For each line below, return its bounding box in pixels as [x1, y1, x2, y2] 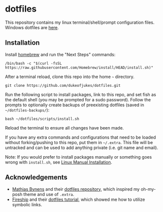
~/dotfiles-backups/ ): [5, 107, 50, 113]
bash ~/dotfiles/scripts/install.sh [5, 116, 79, 121]
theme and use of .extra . [23, 191, 74, 197]
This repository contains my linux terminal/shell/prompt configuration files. [5, 19, 155, 25]
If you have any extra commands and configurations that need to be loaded [5, 134, 156, 140]
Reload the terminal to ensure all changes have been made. [5, 125, 124, 130]
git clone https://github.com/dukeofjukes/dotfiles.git [5, 83, 121, 88]
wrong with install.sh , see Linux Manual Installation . [5, 159, 112, 165]
